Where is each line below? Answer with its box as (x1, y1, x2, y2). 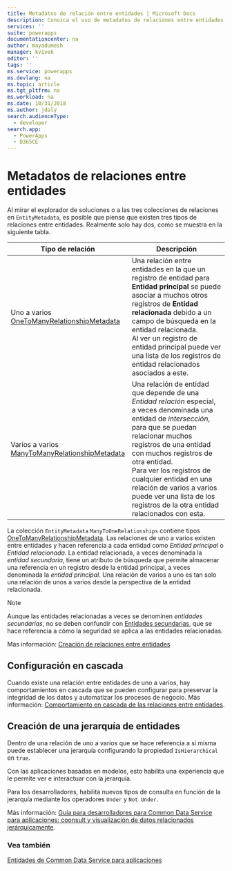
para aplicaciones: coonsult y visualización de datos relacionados (7, 816, 195, 824)
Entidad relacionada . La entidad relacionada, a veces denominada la (7, 548, 202, 557)
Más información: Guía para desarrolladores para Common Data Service (7, 808, 213, 816)
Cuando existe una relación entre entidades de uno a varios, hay (7, 678, 191, 687)
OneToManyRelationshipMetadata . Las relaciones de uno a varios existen (7, 534, 215, 542)
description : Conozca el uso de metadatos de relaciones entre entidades (7, 17, 224, 23)
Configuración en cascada (7, 660, 124, 672)
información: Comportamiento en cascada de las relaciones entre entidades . (7, 700, 225, 709)
